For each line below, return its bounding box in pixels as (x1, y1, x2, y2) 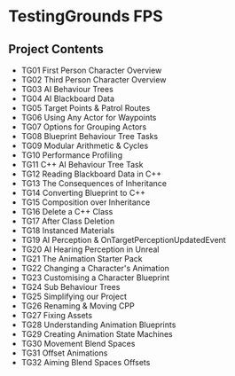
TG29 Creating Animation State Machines (20, 329, 174, 339)
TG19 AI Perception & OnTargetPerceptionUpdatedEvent (20, 235, 227, 245)
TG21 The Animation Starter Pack (20, 254, 143, 263)
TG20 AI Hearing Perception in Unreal (20, 244, 160, 255)
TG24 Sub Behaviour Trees (20, 282, 121, 292)
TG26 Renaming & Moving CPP (20, 301, 135, 311)
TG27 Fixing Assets (20, 310, 93, 320)
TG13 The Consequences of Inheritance (20, 178, 168, 188)
